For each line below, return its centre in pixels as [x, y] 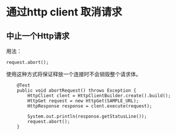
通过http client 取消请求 [64, 12]
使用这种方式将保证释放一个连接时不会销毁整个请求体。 [73, 74]
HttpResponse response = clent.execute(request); [90, 106]
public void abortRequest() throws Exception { [76, 91]
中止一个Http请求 [38, 36]
